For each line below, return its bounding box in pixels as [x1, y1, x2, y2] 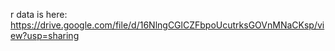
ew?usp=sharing [10, 30, 80, 41]
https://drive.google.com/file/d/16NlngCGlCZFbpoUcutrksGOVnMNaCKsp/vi [10, 19, 325, 31]
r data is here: [10, 9, 68, 20]
